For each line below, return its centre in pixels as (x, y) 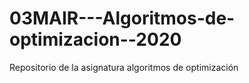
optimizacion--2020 (95, 39)
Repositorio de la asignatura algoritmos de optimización (124, 67)
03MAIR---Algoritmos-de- (122, 18)
